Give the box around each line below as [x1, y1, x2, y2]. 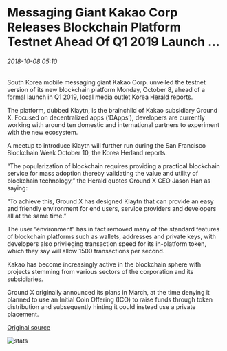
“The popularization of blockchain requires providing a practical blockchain [7, 162, 220, 170]
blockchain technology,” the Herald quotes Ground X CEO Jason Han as [7, 177, 211, 185]
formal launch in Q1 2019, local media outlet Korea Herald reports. [7, 93, 193, 101]
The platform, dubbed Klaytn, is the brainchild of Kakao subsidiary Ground [7, 106, 218, 115]
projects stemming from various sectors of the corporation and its [7, 268, 194, 276]
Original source [7, 324, 51, 332]
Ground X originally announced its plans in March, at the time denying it [7, 288, 210, 297]
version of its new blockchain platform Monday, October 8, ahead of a [7, 86, 205, 94]
